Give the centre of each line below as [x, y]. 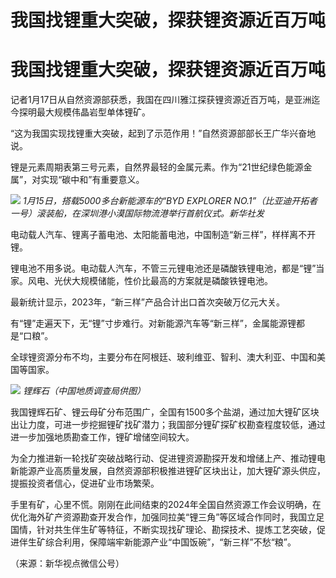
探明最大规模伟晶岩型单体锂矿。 [84, 112]
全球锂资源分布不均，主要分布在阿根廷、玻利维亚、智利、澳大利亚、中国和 [163, 357]
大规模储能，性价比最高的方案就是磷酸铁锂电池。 [172, 281]
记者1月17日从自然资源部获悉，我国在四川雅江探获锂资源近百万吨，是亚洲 [161, 100]
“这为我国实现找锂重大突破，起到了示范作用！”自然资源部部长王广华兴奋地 [163, 133]
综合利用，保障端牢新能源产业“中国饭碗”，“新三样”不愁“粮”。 [170, 542]
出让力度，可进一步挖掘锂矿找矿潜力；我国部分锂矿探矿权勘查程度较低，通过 [168, 425]
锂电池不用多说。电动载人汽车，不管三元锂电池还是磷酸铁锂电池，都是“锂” [163, 268]
